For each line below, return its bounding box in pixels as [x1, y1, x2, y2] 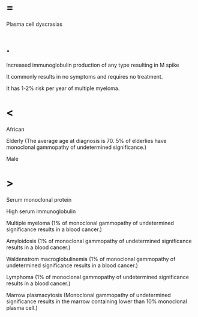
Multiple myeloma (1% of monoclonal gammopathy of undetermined [6, 219, 174, 226]
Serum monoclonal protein [6, 196, 72, 203]
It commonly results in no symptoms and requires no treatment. [6, 73, 163, 80]
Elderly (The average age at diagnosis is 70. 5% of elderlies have [6, 137, 167, 144]
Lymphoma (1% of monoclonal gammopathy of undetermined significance [6, 273, 189, 280]
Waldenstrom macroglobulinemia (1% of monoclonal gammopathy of [6, 255, 176, 262]
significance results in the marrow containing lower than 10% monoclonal [6, 298, 187, 305]
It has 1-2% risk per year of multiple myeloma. [6, 85, 120, 92]
